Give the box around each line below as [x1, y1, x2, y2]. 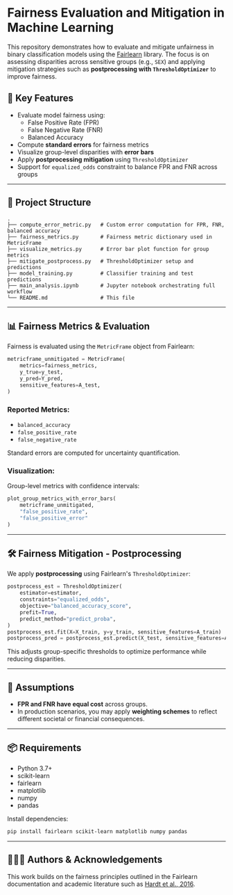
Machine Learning [7, 19, 114, 35]
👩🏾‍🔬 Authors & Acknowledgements [7, 854, 163, 866]
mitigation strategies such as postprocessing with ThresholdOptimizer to [7, 65, 216, 73]
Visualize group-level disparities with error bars [17, 147, 155, 156]
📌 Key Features [7, 92, 74, 104]
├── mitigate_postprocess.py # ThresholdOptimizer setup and [7, 257, 194, 265]
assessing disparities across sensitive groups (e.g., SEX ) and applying [7, 57, 205, 65]
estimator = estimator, [19, 590, 82, 597]
